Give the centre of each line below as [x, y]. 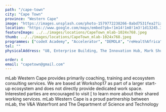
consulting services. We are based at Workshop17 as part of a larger [75, 84]
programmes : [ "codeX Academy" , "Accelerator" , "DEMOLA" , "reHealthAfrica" [84, 42]
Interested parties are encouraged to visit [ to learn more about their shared [82, 94]
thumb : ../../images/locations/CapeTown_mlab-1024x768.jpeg [68, 37]
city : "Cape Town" [24, 14]
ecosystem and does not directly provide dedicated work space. [77, 88]
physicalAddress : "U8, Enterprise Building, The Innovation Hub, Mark [79, 51]
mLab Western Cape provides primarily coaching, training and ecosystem [80, 78]
